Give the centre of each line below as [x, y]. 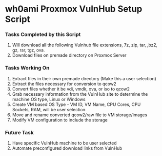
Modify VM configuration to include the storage [60, 120]
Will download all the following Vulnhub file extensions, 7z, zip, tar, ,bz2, [85, 45]
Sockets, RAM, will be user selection [49, 109]
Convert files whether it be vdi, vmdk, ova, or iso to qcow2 [71, 89]
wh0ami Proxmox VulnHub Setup [74, 9]
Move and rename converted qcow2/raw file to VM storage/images [80, 115]
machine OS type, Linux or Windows [49, 99]
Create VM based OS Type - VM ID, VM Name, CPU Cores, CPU [76, 104]
